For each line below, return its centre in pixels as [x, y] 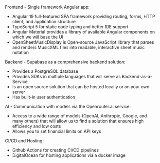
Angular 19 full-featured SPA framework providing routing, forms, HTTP [84, 16]
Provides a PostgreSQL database [45, 71]
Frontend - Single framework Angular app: [47, 7]
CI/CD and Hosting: [24, 141]
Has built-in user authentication [44, 97]
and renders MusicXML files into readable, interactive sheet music [78, 47]
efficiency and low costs [36, 126]
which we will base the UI [38, 37]
